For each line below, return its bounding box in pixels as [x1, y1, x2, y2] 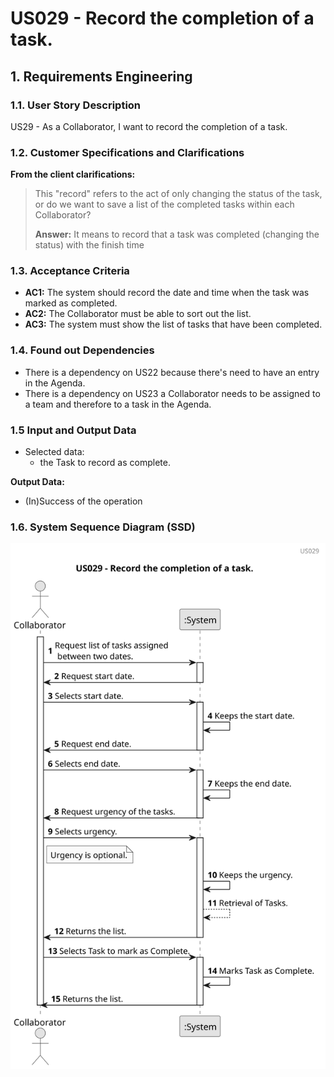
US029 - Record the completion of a [10, 7, 315, 30]
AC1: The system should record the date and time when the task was [24, 287, 310, 299]
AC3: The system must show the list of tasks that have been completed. [24, 318, 323, 331]
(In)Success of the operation [24, 495, 143, 507]
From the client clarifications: [10, 168, 136, 181]
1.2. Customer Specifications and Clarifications [10, 145, 245, 159]
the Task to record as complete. [39, 457, 171, 469]
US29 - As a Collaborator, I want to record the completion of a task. [10, 120, 288, 132]
